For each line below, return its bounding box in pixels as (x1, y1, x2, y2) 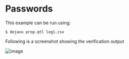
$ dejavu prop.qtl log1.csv (5, 29, 65, 34)
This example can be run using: (5, 20, 71, 26)
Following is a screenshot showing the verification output (5, 38, 124, 44)
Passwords (5, 3, 53, 15)
